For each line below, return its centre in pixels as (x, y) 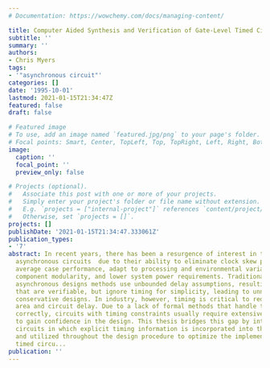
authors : (23, 53)
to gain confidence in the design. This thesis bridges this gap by (133, 322)
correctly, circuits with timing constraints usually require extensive (140, 314)
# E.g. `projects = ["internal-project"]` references (104, 209)
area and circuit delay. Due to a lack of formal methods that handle (136, 307)
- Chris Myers (32, 60)
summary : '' (28, 45)
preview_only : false (50, 172)
